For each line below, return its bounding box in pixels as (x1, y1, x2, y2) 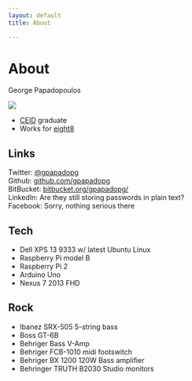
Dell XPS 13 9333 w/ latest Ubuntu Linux (19, 245, 151, 254)
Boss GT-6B (19, 330, 59, 339)
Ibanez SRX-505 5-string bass (19, 322, 118, 331)
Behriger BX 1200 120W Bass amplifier (19, 355, 145, 364)
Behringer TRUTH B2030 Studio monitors (19, 364, 155, 373)
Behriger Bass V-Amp (19, 338, 90, 348)
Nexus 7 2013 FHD (19, 279, 80, 288)
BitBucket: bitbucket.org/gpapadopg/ (8, 184, 129, 194)
